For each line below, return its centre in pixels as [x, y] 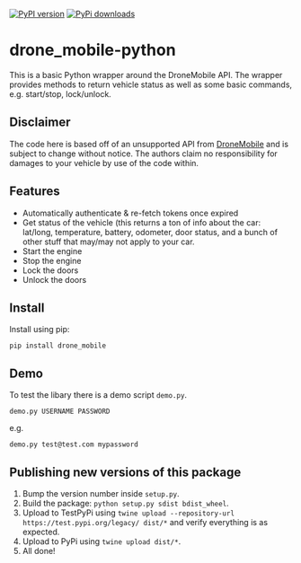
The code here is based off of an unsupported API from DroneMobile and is [149, 144]
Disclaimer [40, 123]
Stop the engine [52, 260]
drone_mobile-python [93, 50]
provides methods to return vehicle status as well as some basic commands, [151, 84]
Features [35, 192]
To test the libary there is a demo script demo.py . [98, 395]
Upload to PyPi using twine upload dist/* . [102, 541]
